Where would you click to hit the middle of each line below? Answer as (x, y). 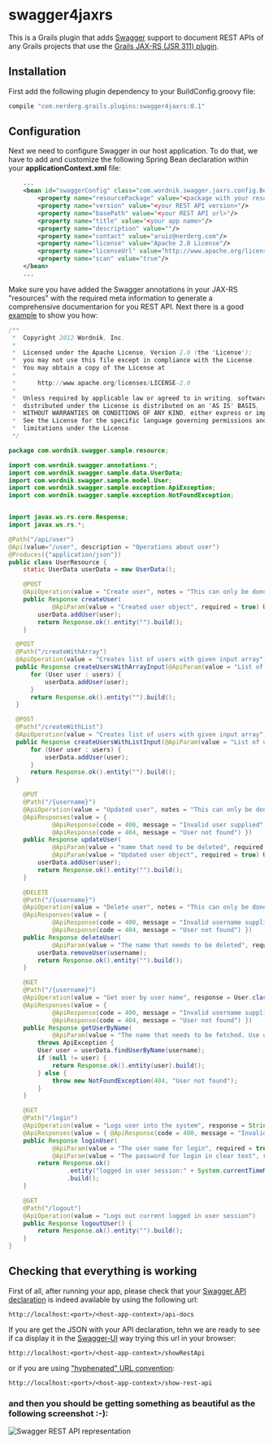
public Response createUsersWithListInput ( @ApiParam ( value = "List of (138, 742)
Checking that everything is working (103, 1271)
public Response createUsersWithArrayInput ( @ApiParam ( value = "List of (140, 667)
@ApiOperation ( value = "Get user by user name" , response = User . (138, 998)
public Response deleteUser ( (72, 937)
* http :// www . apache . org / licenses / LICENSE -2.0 (101, 383)
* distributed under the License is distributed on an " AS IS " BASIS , (136, 405)
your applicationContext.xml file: (65, 168)
